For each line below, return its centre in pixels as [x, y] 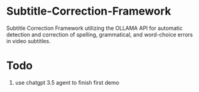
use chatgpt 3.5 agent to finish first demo [67, 82]
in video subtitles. [28, 41]
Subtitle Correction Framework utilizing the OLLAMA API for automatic [95, 28]
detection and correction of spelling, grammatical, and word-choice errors [100, 34]
